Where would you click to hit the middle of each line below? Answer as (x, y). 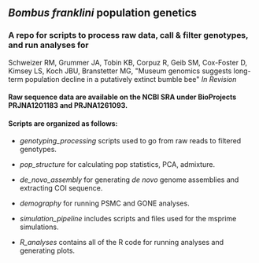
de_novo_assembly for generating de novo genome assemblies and (129, 180)
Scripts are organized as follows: (63, 123)
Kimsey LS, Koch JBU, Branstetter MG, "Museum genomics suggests (120, 71)
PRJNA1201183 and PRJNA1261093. (68, 106)
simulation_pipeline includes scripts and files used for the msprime (128, 219)
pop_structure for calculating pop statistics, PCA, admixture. (117, 165)
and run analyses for (48, 45)
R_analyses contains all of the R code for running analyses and (122, 243)
